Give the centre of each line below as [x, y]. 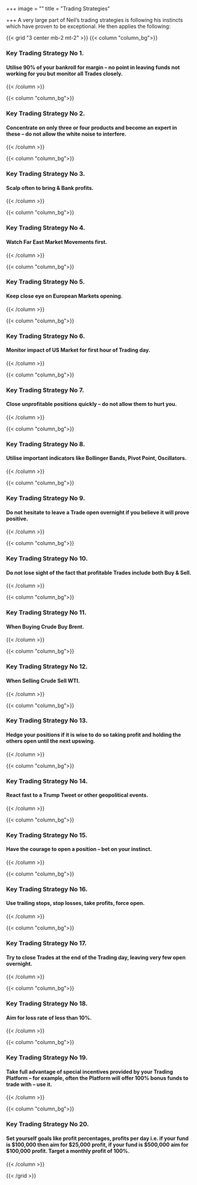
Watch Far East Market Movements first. [57, 241]
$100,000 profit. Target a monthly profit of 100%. [68, 1151]
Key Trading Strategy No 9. [46, 498]
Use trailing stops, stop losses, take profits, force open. [75, 903]
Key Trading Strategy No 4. [46, 228]
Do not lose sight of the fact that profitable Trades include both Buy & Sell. [99, 572]
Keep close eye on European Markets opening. [64, 296]
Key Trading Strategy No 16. [47, 889]
